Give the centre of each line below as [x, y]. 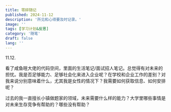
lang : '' [15, 43]
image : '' [16, 24]
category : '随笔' [23, 34]
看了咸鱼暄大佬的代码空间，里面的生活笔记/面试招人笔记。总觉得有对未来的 [84, 68]
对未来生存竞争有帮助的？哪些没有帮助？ [48, 104]
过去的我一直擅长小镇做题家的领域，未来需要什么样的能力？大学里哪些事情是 [85, 98]
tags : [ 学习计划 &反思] [27, 29]
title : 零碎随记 [21, 10]
